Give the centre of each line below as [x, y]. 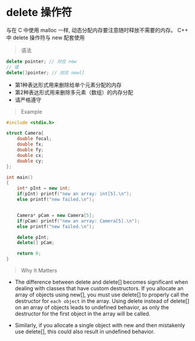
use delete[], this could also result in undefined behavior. [85, 331]
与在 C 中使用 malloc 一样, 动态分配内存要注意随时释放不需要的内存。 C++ [97, 30]
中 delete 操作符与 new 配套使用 [46, 38]
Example [32, 111]
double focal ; [34, 139]
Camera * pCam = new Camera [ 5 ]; [56, 215]
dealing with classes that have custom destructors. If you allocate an [99, 289]
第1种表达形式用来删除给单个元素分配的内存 [68, 85]
